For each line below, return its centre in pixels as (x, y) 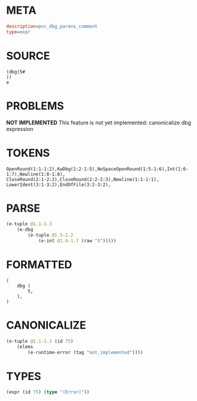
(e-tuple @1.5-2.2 (51, 235)
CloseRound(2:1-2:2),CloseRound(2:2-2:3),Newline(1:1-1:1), (83, 179)
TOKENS (28, 153)
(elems (25, 347)
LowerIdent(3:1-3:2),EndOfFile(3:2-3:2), (59, 185)
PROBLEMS (35, 106)
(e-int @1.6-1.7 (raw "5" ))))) (77, 241)
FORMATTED (39, 265)
